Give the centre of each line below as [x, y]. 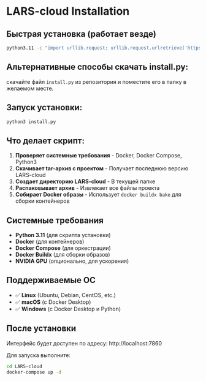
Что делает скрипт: [45, 141]
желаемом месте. [30, 88]
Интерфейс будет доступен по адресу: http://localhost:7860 [84, 343]
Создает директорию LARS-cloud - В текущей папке [85, 181]
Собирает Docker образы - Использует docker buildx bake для [98, 195]
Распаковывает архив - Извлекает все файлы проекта [87, 188]
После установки [41, 329]
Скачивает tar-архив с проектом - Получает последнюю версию [102, 168]
